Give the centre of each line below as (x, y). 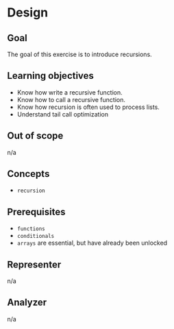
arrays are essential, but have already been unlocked (92, 243)
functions (31, 229)
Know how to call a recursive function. (71, 99)
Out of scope (35, 136)
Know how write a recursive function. (70, 92)
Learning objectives (51, 76)
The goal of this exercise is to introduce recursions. (79, 54)
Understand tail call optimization (62, 114)
